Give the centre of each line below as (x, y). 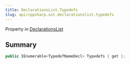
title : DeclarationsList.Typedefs (42, 10)
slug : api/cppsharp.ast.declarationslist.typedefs (60, 15)
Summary (21, 45)
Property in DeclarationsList (34, 29)
